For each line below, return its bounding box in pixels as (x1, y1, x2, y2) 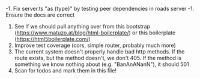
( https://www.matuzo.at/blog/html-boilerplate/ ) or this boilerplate (14, 29, 176, 36)
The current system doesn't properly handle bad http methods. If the (14, 48, 185, 55)
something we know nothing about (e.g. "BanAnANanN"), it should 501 (14, 61, 190, 68)
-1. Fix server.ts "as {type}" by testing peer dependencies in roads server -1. (5, 5, 195, 12)
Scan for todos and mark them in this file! (14, 67, 117, 74)
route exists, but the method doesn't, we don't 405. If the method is (14, 55, 182, 61)
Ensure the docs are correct (5, 11, 75, 18)
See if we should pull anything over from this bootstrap (14, 23, 151, 30)
